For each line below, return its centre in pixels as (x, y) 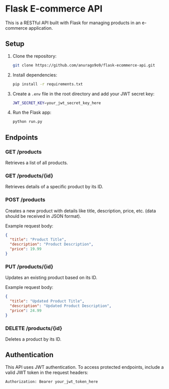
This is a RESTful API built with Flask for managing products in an (73, 23)
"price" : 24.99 (26, 310)
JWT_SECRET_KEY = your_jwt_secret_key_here (57, 103)
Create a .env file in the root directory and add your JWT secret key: (83, 94)
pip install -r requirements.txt (48, 84)
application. (41, 28)
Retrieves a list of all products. (37, 163)
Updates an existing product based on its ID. (51, 278)
